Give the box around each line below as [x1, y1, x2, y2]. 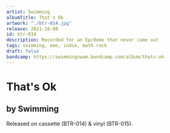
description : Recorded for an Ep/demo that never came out [6, 37, 159, 43]
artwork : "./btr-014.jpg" [6, 20, 72, 26]
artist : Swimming [6, 8, 50, 15]
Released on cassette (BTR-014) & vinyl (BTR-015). [6, 120, 134, 127]
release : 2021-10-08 [6, 25, 59, 32]
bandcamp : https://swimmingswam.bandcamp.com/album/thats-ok [6, 54, 165, 60]
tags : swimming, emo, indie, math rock [6, 43, 107, 49]
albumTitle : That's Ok [6, 15, 64, 21]
